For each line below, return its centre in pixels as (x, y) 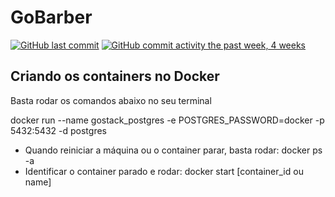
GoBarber (51, 17)
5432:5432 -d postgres (58, 130)
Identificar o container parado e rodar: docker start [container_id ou (164, 171)
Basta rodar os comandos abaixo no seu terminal (111, 100)
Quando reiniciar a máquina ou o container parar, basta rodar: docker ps (173, 150)
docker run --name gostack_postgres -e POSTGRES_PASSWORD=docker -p (167, 120)
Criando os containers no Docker (115, 76)
